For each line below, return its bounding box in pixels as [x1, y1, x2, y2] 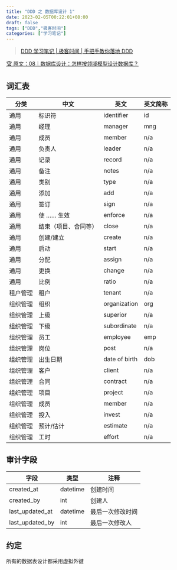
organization [103, 299, 139, 307]
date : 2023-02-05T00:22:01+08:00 [6, 14, 88, 20]
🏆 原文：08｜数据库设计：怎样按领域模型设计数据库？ [6, 60, 139, 67]
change [103, 266, 125, 274]
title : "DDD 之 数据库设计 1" [6, 8, 75, 15]
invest [103, 410, 120, 419]
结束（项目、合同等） [38, 222, 99, 231]
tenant [103, 288, 122, 296]
